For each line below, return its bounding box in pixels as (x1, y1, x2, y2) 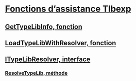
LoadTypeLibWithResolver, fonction (5, 39, 116, 47)
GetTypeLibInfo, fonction (5, 23, 83, 31)
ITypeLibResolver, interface (5, 55, 91, 64)
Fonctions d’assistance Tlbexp (5, 3, 131, 14)
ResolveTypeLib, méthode (5, 70, 68, 77)
